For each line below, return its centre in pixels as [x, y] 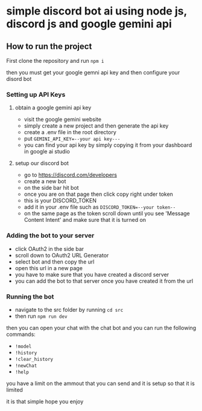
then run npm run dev [41, 316]
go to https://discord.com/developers [71, 175]
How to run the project [49, 46]
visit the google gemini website [62, 120]
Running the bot [30, 296]
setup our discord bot [42, 163]
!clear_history [34, 359]
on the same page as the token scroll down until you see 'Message [107, 213]
